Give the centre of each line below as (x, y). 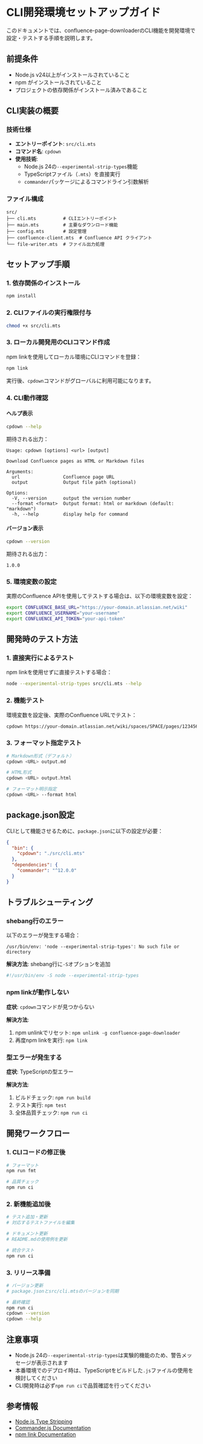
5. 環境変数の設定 (32, 582)
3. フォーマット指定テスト (44, 743)
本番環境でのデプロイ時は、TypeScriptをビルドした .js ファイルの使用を (104, 1370)
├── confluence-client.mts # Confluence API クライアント (79, 238)
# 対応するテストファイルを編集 (40, 1223)
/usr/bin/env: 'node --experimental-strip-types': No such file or (93, 947)
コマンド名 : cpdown (38, 152)
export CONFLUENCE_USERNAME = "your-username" (63, 613)
